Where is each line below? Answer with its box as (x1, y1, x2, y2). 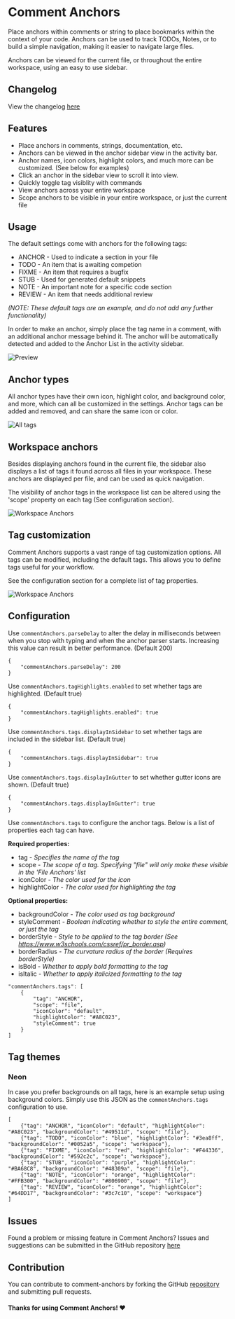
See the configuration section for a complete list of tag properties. (8, 576, 199, 585)
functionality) (8, 311, 47, 319)
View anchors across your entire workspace (17, 186, 145, 194)
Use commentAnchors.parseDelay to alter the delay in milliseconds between (8, 628, 221, 637)
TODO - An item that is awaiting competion (17, 261, 142, 269)
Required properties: (8, 839, 70, 848)
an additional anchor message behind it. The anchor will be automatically (8, 332, 219, 340)
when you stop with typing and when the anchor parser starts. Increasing (8, 636, 220, 644)
